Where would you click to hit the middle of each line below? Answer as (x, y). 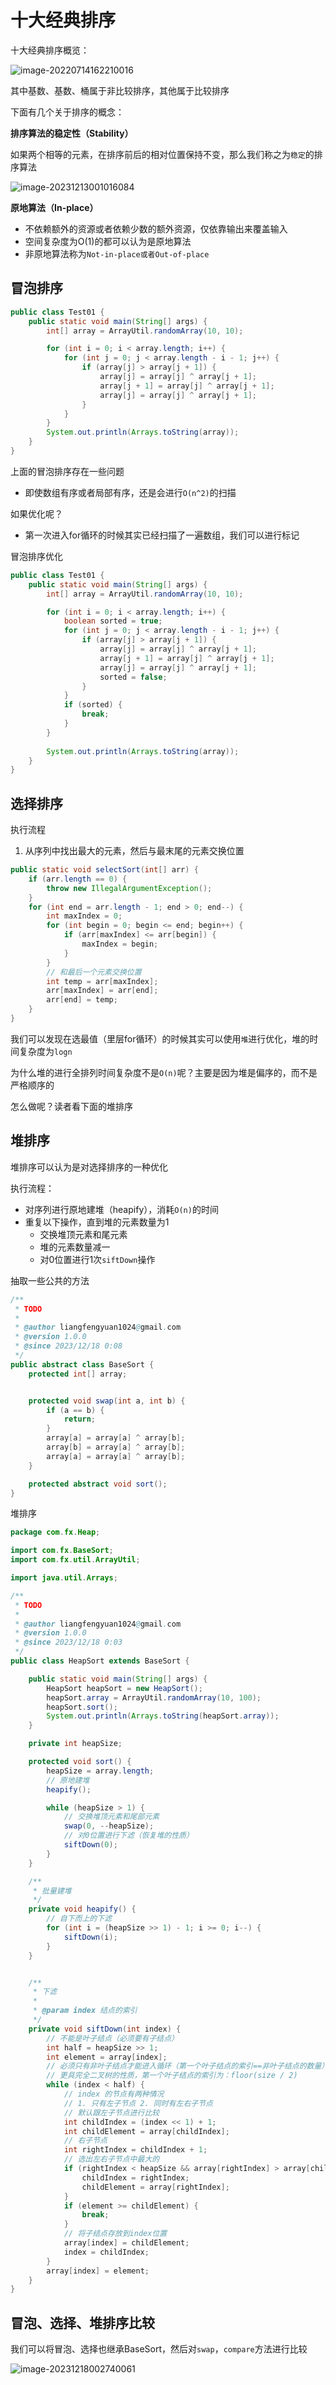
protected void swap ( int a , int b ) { (107, 1401)
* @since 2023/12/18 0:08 (68, 1346)
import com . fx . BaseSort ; (62, 1551)
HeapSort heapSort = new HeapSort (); (124, 1688)
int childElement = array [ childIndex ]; (146, 2131)
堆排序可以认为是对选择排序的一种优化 (89, 1167)
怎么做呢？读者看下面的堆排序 (71, 1106)
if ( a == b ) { (75, 1410)
